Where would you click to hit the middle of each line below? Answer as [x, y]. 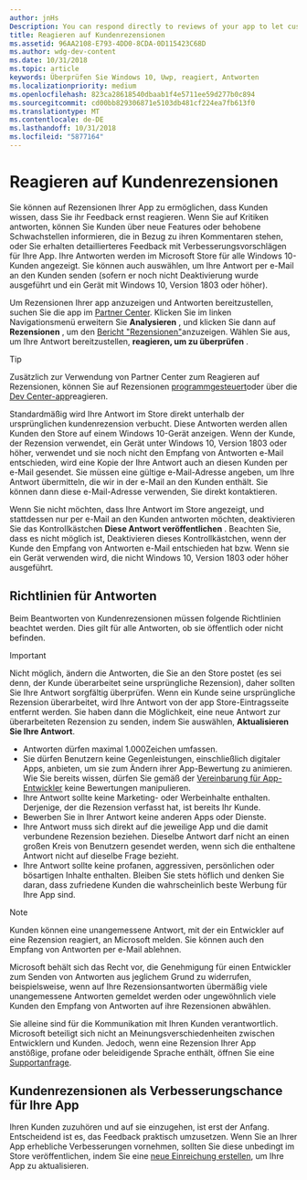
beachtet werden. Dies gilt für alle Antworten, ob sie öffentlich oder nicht [147, 627]
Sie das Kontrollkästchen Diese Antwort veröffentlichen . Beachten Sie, [145, 528]
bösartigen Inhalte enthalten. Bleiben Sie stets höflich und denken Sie [153, 875]
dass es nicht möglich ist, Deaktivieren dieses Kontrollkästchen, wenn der [148, 538]
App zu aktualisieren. [49, 1166]
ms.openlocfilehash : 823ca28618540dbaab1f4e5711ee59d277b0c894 [132, 94]
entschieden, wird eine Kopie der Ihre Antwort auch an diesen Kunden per [148, 462]
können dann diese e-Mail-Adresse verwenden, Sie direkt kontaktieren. [143, 491]
